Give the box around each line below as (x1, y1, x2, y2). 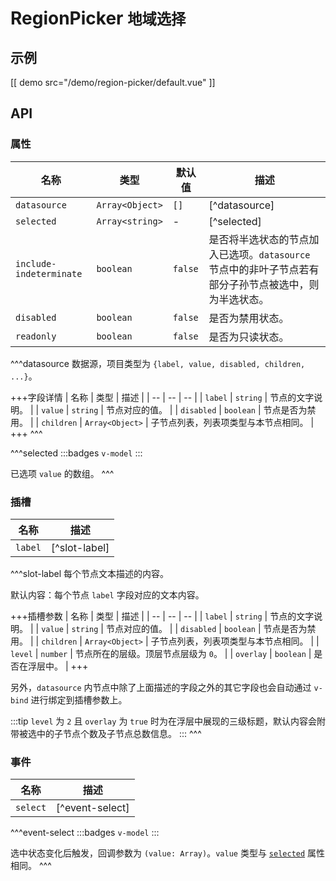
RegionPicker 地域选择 (10, 7, 187, 30)
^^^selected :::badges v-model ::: (10, 447, 143, 459)
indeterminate (15, 268, 83, 279)
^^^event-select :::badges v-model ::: (10, 827, 160, 839)
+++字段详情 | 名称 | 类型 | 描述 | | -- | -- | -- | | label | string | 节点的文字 (10, 391, 315, 403)
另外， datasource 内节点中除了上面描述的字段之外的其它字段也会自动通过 (10, 681, 312, 693)
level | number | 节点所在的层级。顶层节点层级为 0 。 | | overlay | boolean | (10, 647, 312, 659)
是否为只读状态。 (208, 330, 290, 344)
